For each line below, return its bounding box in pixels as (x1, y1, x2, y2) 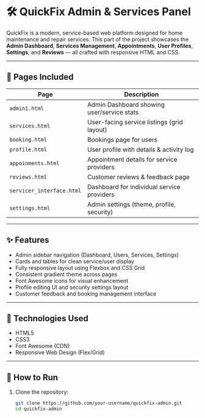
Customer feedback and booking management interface (15, 290, 157, 297)
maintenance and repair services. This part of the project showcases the (6, 35, 189, 43)
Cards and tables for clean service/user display (15, 257, 134, 265)
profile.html (9, 146, 48, 153)
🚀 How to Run (6, 372, 59, 383)
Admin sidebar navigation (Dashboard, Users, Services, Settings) (15, 251, 179, 258)
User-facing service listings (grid (87, 118, 183, 126)
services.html (9, 122, 51, 129)
